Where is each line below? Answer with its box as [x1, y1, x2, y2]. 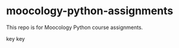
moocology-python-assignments [6, 4, 174, 18]
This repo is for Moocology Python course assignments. [6, 24, 143, 31]
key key [6, 35, 25, 42]
